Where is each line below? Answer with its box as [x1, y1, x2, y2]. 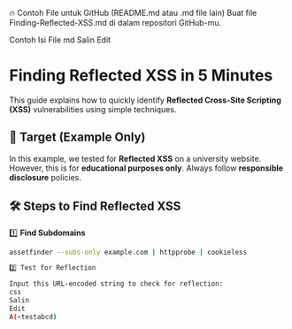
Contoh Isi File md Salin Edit [9, 34, 111, 45]
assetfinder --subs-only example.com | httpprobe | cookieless [9, 248, 248, 256]
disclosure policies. [9, 172, 82, 182]
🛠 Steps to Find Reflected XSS [9, 199, 181, 214]
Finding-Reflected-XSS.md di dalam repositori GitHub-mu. [9, 18, 222, 27]
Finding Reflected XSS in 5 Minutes [9, 65, 273, 86]
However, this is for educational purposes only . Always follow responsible [9, 163, 284, 173]
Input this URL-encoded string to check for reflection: [9, 279, 224, 288]
